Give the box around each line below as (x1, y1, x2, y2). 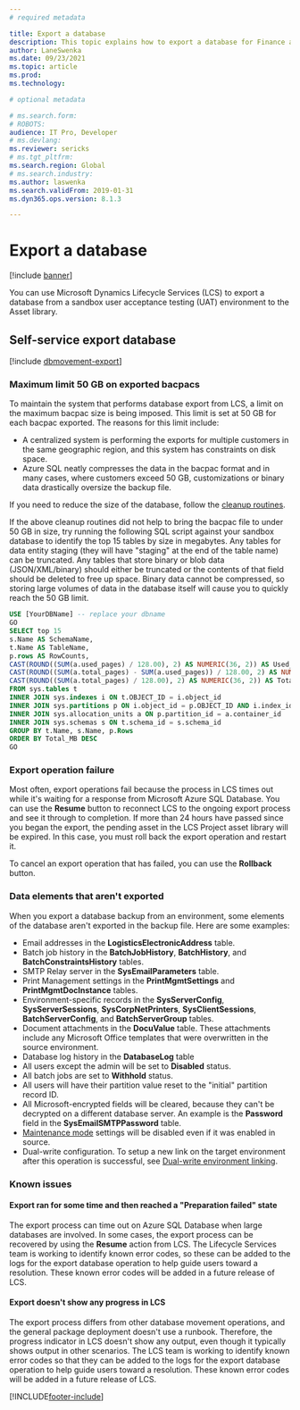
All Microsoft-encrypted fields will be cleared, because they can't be (21, 1098, 275, 1109)
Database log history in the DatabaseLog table (21, 1051, 195, 1062)
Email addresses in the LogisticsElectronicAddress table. (21, 937, 236, 947)
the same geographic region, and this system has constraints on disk (21, 444, 277, 455)
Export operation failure (9, 764, 114, 777)
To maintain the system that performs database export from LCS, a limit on (9, 398, 284, 409)
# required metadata (9, 13, 87, 22)
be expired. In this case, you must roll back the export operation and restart (9, 831, 287, 842)
